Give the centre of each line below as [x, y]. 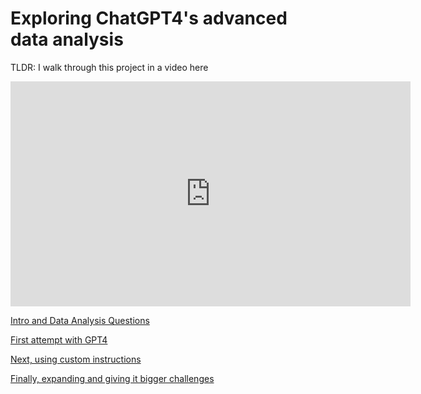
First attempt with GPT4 [59, 339]
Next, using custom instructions [76, 359]
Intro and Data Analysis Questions [80, 320]
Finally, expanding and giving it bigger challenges [112, 378]
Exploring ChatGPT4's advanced [149, 18]
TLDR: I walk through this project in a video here [109, 67]
